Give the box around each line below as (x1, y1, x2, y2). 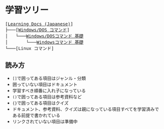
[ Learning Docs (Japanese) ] (5, 21, 73, 27)
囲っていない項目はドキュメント (12, 81, 78, 87)
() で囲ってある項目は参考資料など (12, 93, 82, 99)
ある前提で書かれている (12, 112, 60, 118)
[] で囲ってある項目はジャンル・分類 (12, 75, 86, 81)
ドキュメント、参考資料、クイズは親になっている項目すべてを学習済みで (12, 106, 160, 112)
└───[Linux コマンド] (5, 45, 55, 51)
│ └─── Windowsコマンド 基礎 (5, 39, 84, 45)
